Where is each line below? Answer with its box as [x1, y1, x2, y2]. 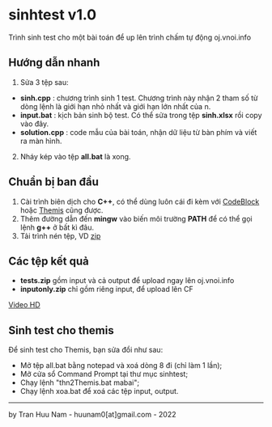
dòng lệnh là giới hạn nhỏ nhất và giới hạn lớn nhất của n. [19, 101, 211, 111]
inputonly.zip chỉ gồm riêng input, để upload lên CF [19, 285, 193, 294]
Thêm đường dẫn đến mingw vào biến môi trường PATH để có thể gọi [19, 213, 253, 223]
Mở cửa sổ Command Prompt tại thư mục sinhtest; [19, 370, 189, 379]
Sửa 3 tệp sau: [19, 77, 69, 87]
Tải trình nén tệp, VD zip [19, 230, 101, 240]
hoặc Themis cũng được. [19, 205, 104, 215]
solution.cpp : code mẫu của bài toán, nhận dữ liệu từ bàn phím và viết [19, 127, 257, 137]
